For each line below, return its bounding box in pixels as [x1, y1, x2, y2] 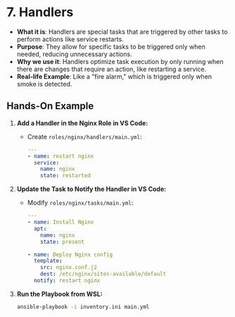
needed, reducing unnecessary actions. [16, 50, 132, 58]
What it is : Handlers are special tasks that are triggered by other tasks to [16, 27, 228, 36]
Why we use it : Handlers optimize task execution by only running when [16, 57, 224, 65]
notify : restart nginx [33, 277, 101, 284]
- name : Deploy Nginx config [27, 251, 113, 258]
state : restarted [40, 172, 91, 179]
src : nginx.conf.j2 [40, 264, 98, 271]
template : [33, 257, 63, 264]
